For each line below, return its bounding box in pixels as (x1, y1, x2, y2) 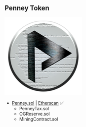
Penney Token (4, 4, 50, 12)
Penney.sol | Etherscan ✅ (11, 100, 64, 106)
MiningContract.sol (19, 116, 58, 122)
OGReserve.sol (19, 111, 50, 117)
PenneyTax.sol (19, 105, 49, 111)
